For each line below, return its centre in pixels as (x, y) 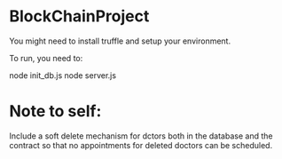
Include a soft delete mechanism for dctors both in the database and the (141, 136)
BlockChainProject (79, 16)
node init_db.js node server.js (63, 75)
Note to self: (55, 111)
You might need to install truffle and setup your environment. (120, 41)
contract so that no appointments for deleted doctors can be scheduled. (141, 145)
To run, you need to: (46, 58)
